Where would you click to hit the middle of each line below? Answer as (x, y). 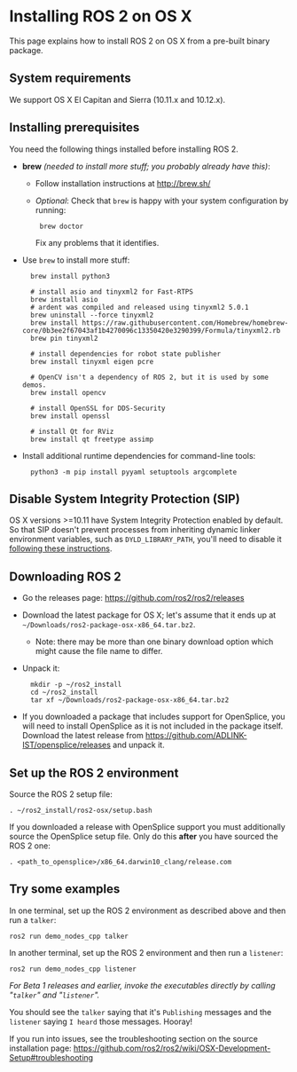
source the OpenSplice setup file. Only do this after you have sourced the (144, 836)
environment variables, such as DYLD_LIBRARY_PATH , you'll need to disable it (145, 540)
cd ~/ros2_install (64, 693)
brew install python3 (70, 276)
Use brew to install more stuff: (76, 260)
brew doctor (62, 226)
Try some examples (65, 889)
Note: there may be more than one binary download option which (154, 642)
